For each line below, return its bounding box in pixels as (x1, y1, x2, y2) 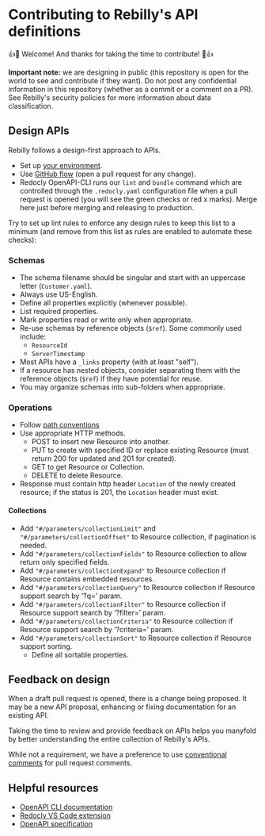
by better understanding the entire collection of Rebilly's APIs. (8, 734, 210, 744)
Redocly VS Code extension (19, 811, 111, 820)
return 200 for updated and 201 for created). (31, 454, 176, 463)
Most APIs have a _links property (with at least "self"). (19, 357, 199, 366)
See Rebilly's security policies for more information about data (8, 93, 212, 102)
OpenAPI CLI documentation (19, 803, 113, 812)
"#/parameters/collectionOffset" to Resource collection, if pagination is (19, 531, 257, 541)
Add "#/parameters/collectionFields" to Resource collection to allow (19, 549, 248, 558)
